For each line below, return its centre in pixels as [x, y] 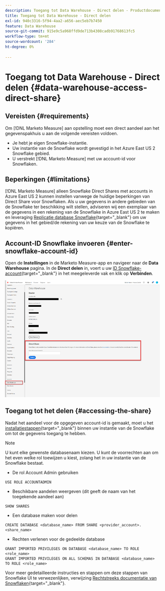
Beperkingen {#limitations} [48, 179]
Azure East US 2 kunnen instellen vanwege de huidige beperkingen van [77, 196]
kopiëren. [15, 228]
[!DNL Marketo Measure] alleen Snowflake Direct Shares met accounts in [79, 191]
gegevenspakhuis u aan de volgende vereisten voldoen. [62, 133]
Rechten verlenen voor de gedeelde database [58, 539]
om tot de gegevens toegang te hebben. [46, 433]
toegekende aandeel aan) [38, 496]
